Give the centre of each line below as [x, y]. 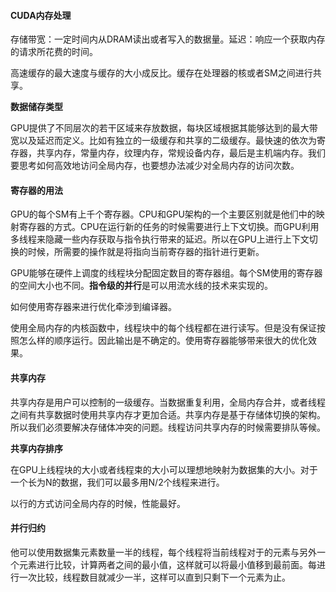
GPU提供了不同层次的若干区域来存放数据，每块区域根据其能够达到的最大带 [164, 128]
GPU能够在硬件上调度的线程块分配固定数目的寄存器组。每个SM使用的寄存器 [166, 273]
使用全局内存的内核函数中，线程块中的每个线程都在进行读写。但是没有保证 [163, 328]
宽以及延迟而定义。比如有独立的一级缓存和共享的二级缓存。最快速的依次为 [163, 141]
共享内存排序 [36, 448]
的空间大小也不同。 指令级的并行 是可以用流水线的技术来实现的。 [141, 286]
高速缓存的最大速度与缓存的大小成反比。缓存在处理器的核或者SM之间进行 [161, 73]
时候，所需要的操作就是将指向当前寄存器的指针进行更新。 [146, 252]
